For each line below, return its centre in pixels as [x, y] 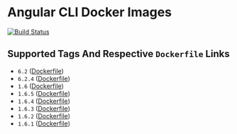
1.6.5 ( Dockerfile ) [44, 93]
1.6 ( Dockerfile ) [40, 86]
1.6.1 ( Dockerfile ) [44, 123]
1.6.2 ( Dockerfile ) [44, 116]
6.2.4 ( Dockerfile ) [44, 78]
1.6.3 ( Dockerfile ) [44, 108]
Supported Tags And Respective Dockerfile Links [118, 54]
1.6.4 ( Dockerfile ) [44, 101]
